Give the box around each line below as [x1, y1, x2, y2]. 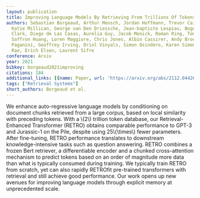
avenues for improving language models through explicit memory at [6, 178, 173, 185]
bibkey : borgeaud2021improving [6, 64, 84, 70]
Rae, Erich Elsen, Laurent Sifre [11, 48, 95, 54]
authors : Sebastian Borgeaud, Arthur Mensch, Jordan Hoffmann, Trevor [6, 20, 185, 26]
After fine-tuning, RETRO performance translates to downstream [6, 134, 164, 141]
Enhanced [6, 122, 31, 129]
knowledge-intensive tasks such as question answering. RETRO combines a [6, 141, 192, 148]
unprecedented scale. [6, 185, 60, 192]
